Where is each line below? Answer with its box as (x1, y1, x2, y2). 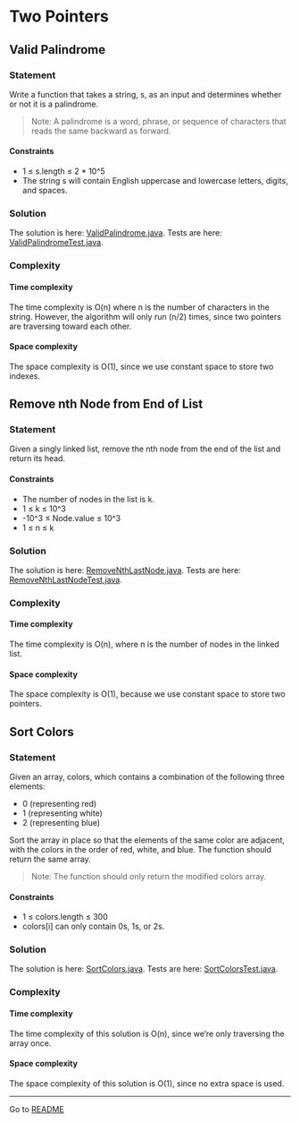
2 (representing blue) (21, 817, 101, 827)
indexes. (9, 370, 40, 381)
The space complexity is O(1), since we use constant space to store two (9, 361, 274, 372)
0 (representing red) (21, 798, 97, 809)
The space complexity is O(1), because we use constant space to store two (9, 689, 286, 699)
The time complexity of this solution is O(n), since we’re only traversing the (9, 1028, 285, 1039)
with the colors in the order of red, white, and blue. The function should (9, 844, 272, 854)
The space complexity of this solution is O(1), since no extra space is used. (9, 1077, 285, 1089)
